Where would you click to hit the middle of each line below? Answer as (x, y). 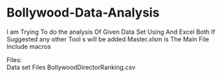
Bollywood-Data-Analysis (83, 13)
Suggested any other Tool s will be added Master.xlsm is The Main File (108, 39)
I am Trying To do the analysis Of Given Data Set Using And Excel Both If (111, 32)
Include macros (29, 46)
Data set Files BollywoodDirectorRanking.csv (71, 67)
